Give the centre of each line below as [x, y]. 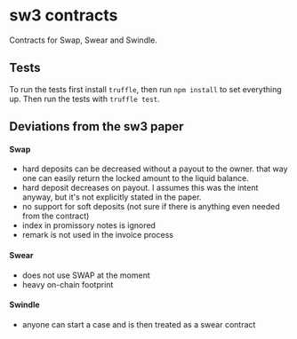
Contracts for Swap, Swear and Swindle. [84, 40]
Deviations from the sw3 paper [96, 126]
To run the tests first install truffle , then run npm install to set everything [145, 89]
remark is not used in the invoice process [97, 235]
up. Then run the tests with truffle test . [84, 99]
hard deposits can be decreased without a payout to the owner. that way [155, 169]
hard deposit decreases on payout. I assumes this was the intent [140, 188]
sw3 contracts [64, 16]
